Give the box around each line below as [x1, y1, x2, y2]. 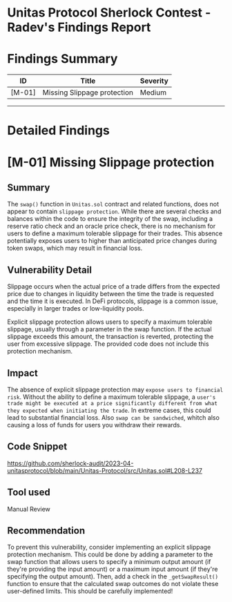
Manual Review [7, 505, 50, 513]
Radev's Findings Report [7, 19, 151, 35]
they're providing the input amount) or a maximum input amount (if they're [7, 565, 218, 574]
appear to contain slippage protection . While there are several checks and [7, 207, 222, 215]
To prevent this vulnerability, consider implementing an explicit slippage [7, 543, 211, 552]
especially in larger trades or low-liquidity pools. [7, 304, 144, 313]
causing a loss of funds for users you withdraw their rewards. [7, 420, 182, 429]
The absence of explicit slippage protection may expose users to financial [7, 385, 223, 394]
